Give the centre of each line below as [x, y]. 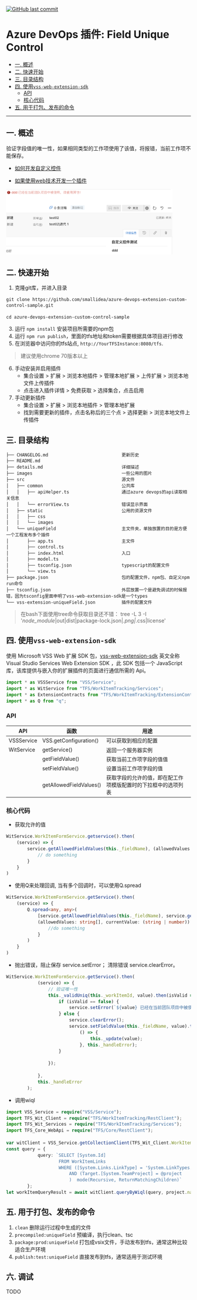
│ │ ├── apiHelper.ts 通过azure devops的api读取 [94, 492]
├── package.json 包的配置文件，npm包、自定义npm [98, 578]
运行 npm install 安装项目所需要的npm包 [64, 329]
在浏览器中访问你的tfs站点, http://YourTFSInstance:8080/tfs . [89, 344]
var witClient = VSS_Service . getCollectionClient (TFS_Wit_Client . [89, 1143]
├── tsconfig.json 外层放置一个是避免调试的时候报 [97, 590]
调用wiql [25, 1100]
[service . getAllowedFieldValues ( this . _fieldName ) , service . [112, 916]
